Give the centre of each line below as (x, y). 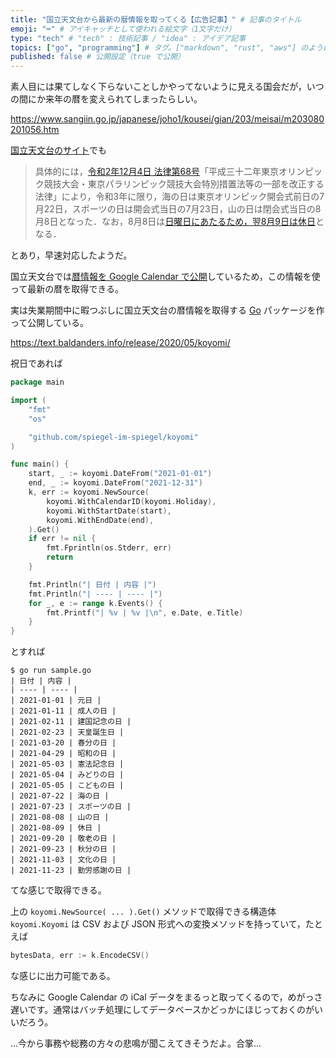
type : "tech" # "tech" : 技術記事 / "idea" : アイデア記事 (128, 38)
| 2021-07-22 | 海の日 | (60, 796)
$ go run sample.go (51, 671)
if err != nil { (62, 539)
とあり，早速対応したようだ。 (71, 255)
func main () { (40, 464)
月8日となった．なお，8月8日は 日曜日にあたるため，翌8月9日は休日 (175, 222)
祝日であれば (36, 363)
